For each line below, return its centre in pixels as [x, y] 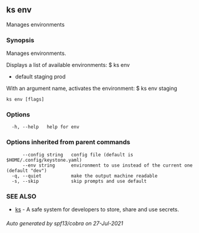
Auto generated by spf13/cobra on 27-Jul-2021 [65, 223]
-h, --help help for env [46, 127]
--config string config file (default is [78, 155]
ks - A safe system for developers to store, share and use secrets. [97, 209]
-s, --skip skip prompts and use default [79, 181]
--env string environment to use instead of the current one [107, 165]
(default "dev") [27, 171]
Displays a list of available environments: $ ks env [68, 65]
